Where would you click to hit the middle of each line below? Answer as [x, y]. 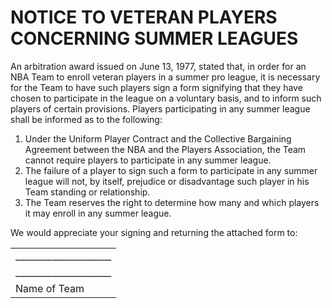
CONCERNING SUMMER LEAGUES [154, 38]
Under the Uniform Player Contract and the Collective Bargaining [158, 138]
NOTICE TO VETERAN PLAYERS [144, 17]
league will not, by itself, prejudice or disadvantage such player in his [167, 181]
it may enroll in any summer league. [98, 213]
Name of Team [50, 288]
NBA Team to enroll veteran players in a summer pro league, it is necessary [165, 77]
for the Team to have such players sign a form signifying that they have [156, 87]
